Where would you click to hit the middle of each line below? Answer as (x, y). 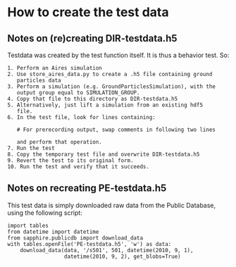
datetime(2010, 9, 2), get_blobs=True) (122, 256)
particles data (39, 80)
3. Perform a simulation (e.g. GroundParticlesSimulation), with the (112, 87)
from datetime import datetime (53, 232)
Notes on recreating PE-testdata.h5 (87, 188)
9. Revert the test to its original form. (70, 161)
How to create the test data (88, 12)
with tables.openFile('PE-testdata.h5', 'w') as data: (89, 244)
